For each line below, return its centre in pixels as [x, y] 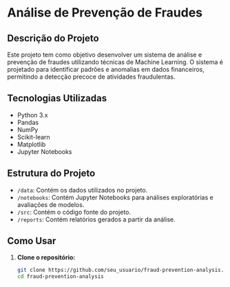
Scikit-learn [33, 137]
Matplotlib [31, 144]
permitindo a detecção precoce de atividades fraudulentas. [91, 77]
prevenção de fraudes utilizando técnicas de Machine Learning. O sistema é [115, 62]
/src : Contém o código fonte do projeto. [74, 212]
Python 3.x [32, 115]
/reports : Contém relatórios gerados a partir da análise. [96, 219]
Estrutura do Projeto [51, 174]
